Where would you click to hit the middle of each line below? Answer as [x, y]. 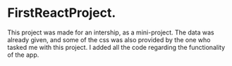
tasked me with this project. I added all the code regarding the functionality [116, 47]
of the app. [23, 55]
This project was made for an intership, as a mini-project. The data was [111, 32]
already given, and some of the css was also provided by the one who [109, 39]
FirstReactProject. [62, 13]
